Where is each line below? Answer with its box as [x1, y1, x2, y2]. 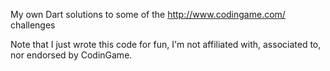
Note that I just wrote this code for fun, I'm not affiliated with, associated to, [10, 39, 322, 50]
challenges [10, 19, 56, 31]
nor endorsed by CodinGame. [10, 49, 133, 61]
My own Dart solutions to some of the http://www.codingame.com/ [10, 9, 286, 20]
